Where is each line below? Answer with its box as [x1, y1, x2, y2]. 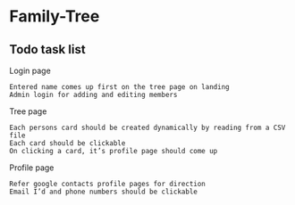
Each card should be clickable [9, 139, 126, 148]
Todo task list [9, 42, 87, 57]
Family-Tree [9, 6, 100, 27]
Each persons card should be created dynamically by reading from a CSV [9, 123, 286, 132]
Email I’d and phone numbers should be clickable [9, 187, 198, 196]
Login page [9, 65, 51, 76]
